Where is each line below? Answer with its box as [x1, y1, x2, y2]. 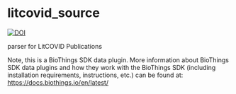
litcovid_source [7, 5, 101, 21]
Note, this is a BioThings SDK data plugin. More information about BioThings [7, 55, 229, 64]
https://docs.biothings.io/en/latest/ [7, 78, 108, 86]
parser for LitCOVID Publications [7, 42, 103, 50]
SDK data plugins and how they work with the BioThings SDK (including [7, 63, 216, 71]
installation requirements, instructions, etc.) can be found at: [7, 71, 184, 79]
